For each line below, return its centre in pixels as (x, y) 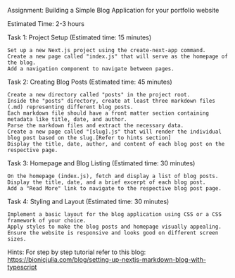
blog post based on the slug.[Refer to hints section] (89, 138)
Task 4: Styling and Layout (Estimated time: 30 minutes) (88, 201)
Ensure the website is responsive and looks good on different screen (113, 233)
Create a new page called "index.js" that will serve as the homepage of (118, 56)
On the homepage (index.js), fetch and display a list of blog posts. (113, 176)
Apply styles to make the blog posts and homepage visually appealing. (114, 227)
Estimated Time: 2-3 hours (46, 24)
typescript (22, 267)
